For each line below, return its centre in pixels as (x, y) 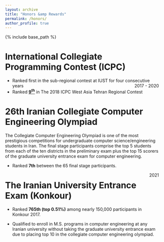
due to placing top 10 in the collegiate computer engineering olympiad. (83, 234)
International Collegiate (54, 57)
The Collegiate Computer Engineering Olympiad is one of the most (72, 135)
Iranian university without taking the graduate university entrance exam (84, 229)
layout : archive (21, 10)
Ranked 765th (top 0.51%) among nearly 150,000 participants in (77, 209)
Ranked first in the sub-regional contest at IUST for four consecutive (81, 81)
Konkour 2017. (26, 214)
